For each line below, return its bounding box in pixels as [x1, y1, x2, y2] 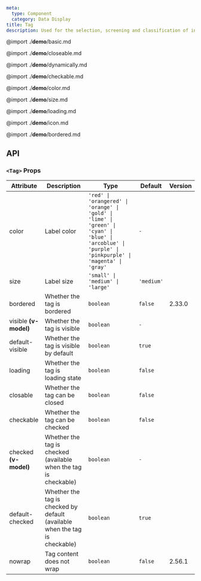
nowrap [9, 557, 31, 565]
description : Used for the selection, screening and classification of [6, 27, 188, 34]
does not [44, 557, 70, 565]
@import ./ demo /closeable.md [6, 50, 82, 57]
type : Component [11, 10, 52, 17]
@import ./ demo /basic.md [6, 38, 72, 46]
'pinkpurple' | [88, 252, 132, 259]
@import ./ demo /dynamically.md [6, 61, 88, 68]
